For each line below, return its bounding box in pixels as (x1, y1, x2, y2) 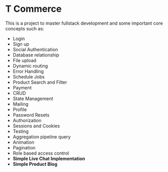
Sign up (12, 41, 29, 47)
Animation (12, 139, 34, 145)
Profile (12, 106, 27, 112)
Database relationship (12, 52, 60, 58)
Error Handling (12, 68, 44, 74)
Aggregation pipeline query (12, 133, 71, 140)
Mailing (12, 101, 29, 107)
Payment (12, 84, 32, 90)
